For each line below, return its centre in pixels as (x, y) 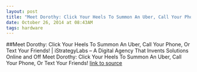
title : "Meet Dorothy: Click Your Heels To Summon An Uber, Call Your (94, 17)
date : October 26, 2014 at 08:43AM (50, 22)
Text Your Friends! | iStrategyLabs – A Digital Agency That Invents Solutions (97, 51)
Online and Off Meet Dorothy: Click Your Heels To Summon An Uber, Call (94, 57)
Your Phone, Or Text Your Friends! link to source (64, 63)
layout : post (22, 11)
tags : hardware (25, 28)
